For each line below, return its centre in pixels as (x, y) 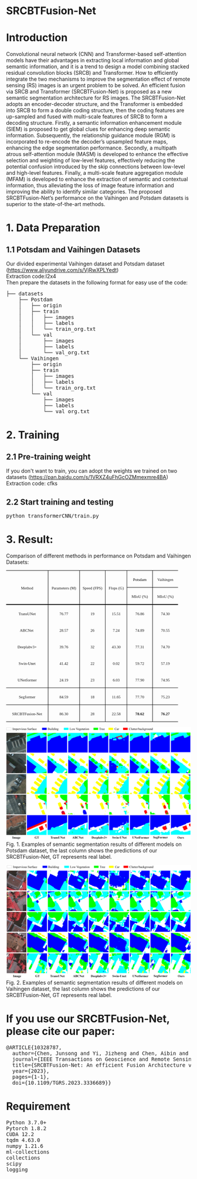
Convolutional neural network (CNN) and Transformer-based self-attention (96, 54)
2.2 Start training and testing (60, 502)
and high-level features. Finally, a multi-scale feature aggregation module (95, 173)
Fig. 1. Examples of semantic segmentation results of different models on (94, 844)
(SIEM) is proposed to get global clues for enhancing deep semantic (88, 129)
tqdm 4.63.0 (23, 1140)
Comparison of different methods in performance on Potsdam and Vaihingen (98, 556)
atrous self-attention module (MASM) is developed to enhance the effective (97, 154)
